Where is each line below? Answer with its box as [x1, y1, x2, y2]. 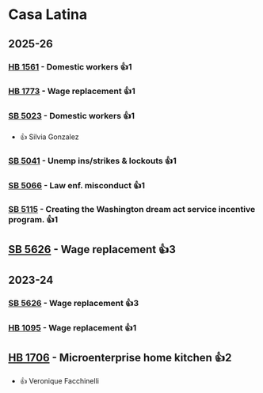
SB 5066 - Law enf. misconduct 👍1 [8, 179, 145, 191]
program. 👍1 [8, 214, 59, 225]
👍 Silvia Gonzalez [19, 132, 79, 142]
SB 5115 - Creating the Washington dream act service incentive [8, 204, 256, 215]
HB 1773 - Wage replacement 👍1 [8, 85, 136, 96]
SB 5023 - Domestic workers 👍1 [8, 111, 135, 122]
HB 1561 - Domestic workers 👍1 [8, 61, 132, 72]
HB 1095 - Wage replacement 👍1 [8, 323, 137, 334]
